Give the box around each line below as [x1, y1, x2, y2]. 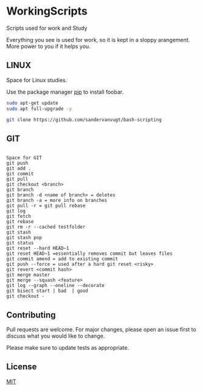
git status [6, 240, 34, 246]
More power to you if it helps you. [6, 43, 91, 50]
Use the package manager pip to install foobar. [6, 88, 124, 95]
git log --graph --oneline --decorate [6, 283, 105, 289]
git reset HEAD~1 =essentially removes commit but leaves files [6, 251, 173, 257]
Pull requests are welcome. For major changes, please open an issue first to [6, 326, 197, 333]
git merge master [6, 272, 50, 278]
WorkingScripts [6, 4, 88, 18]
